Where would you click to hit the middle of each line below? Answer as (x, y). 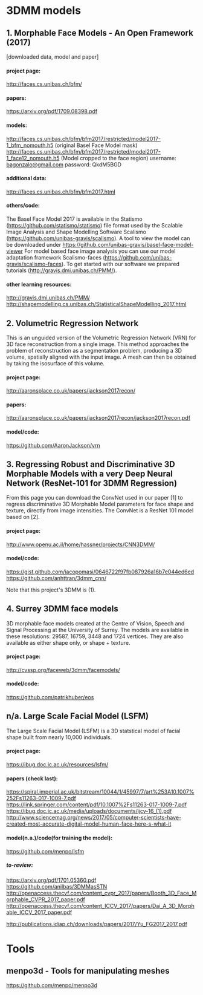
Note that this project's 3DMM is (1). (51, 590)
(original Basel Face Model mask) (96, 145)
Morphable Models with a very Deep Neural (90, 474)
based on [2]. (23, 517)
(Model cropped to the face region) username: (118, 158)
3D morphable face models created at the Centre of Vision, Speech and (95, 623)
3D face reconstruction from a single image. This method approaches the (98, 344)
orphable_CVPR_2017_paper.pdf (46, 899)
